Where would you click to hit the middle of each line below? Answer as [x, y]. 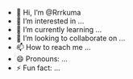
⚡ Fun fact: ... [38, 68]
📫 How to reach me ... [53, 47]
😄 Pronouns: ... [42, 59]
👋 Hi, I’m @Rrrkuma [48, 12]
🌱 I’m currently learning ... [59, 29]
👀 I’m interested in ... [50, 21]
